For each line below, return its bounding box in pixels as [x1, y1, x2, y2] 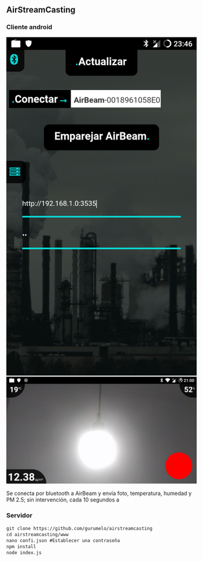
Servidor [6, 511, 33, 520]
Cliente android [6, 23, 53, 31]
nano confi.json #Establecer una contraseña [6, 538, 120, 544]
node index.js [6, 550, 42, 556]
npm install [6, 544, 36, 550]
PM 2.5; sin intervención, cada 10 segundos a [6, 496, 120, 503]
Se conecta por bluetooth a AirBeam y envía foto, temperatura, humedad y [6, 489, 192, 497]
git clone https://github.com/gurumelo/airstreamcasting [6, 526, 153, 532]
